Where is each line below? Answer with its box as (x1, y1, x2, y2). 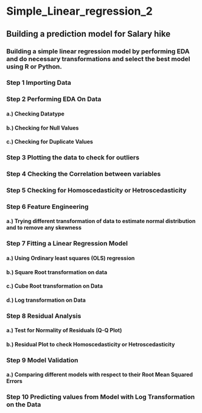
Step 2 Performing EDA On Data (6, 95, 102, 103)
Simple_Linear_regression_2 (6, 4, 153, 18)
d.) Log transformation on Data (6, 296, 86, 304)
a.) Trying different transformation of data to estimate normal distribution (6, 217, 196, 225)
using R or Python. (6, 62, 62, 71)
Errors (6, 378, 23, 385)
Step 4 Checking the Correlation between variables (6, 169, 161, 178)
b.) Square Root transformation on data (6, 268, 108, 276)
